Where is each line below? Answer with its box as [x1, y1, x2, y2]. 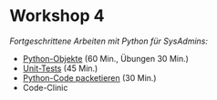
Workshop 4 [9, 5, 105, 26]
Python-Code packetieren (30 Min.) [22, 72, 157, 83]
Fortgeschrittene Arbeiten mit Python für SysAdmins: [9, 35, 208, 46]
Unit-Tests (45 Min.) [22, 63, 98, 74]
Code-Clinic [22, 82, 68, 93]
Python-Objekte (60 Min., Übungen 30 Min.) [22, 53, 190, 64]
